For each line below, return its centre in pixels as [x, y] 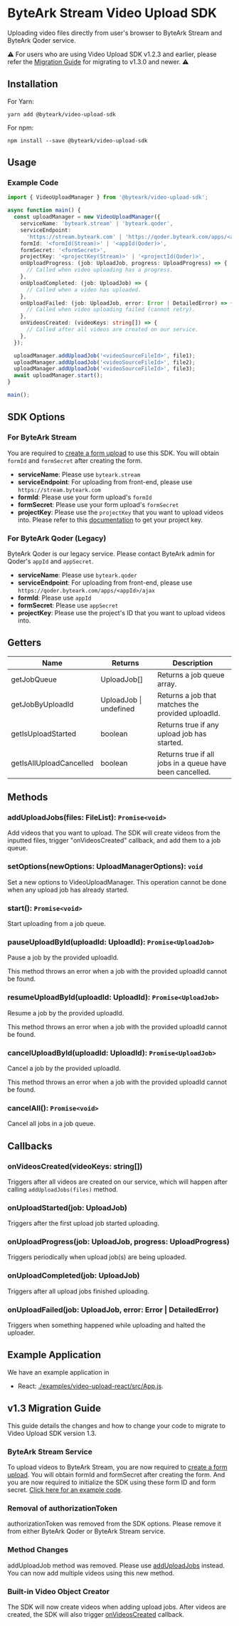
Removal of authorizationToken [63, 1508]
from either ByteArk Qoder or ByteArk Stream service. [86, 1531]
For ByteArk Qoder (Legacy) [57, 538]
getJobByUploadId [42, 704]
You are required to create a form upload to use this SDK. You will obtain [113, 453]
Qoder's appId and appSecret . [51, 561]
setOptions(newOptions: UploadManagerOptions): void [105, 867]
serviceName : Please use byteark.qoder [77, 575]
